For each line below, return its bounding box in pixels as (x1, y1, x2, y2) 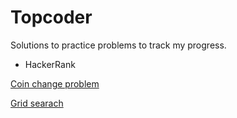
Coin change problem (10, 77, 100, 90)
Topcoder (10, 6, 93, 29)
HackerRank (24, 58, 76, 70)
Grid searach (10, 97, 64, 109)
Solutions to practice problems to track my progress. (10, 39, 227, 51)
